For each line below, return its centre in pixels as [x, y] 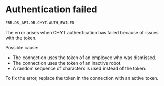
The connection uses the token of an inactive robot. [67, 63]
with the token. [21, 38]
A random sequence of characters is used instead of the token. [79, 68]
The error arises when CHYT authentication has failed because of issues [82, 32]
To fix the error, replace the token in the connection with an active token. [82, 78]
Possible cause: [22, 47]
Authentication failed [51, 9]
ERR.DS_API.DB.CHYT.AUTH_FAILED [40, 23]
